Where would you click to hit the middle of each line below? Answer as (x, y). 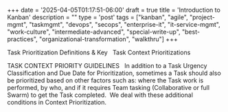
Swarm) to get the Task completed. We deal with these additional (100, 95)
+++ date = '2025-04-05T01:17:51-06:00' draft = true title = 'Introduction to (114, 10)
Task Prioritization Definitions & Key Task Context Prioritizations (99, 52)
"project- (202, 17)
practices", (22, 39)
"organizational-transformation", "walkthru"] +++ (109, 39)
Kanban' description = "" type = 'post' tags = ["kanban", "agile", (98, 17)
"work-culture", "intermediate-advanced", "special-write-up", (94, 32)
